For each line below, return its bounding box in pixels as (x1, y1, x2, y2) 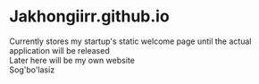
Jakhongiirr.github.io (9, 6, 170, 27)
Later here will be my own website (9, 55, 136, 65)
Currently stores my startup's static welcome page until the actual (9, 36, 252, 46)
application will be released (9, 45, 110, 55)
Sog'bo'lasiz (9, 64, 55, 75)
